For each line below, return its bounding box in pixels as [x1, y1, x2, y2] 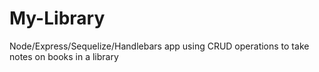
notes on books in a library [9, 50, 119, 62]
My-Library [9, 7, 106, 30]
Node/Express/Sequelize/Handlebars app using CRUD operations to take [9, 40, 310, 52]
